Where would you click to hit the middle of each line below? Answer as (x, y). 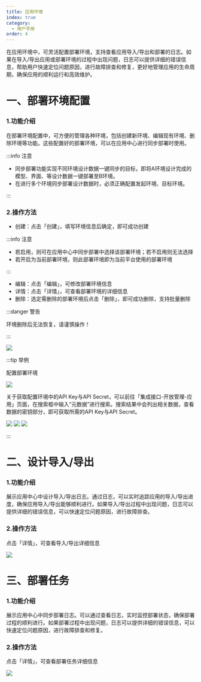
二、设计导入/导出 (50, 462)
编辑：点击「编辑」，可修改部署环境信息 (63, 283)
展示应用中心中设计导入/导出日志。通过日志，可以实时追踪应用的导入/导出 (97, 496)
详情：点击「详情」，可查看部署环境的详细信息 (71, 291)
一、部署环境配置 (48, 101)
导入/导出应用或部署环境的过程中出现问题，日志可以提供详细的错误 (99, 59)
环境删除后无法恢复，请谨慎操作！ (48, 324)
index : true (21, 17)
